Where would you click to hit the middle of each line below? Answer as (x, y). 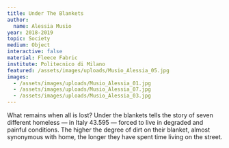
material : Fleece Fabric (42, 58)
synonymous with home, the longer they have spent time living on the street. (115, 137)
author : (18, 20)
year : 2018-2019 (30, 32)
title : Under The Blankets (45, 13)
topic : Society (29, 39)
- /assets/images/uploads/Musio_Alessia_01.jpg (82, 83)
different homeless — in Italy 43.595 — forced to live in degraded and (105, 122)
